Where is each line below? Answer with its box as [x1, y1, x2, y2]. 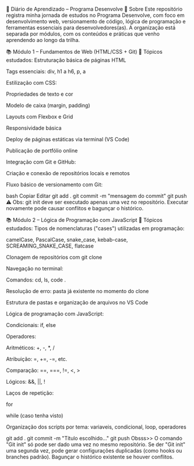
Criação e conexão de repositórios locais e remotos [6, 170, 130, 176]
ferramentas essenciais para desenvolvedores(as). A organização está [6, 24, 176, 31]
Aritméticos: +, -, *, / [6, 345, 55, 351]
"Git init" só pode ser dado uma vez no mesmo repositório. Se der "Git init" [6, 441, 186, 448]
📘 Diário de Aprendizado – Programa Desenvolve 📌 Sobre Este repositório [6, 6, 183, 12]
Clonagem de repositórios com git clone [6, 254, 103, 260]
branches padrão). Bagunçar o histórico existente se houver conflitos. [6, 453, 174, 460]
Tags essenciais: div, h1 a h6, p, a [6, 68, 86, 75]
